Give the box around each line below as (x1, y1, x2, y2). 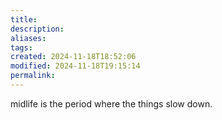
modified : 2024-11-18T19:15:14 (10, 61, 141, 71)
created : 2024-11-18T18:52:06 (10, 52, 137, 62)
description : (10, 24, 65, 34)
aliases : (10, 33, 47, 43)
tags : (10, 42, 33, 53)
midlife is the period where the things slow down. (10, 97, 213, 110)
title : (10, 14, 38, 25)
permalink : (10, 71, 56, 81)
